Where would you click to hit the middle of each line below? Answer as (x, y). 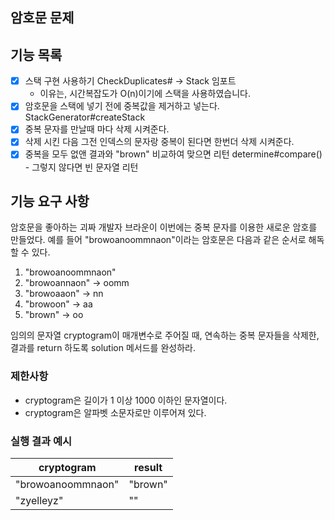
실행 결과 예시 (41, 441)
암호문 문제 (42, 18)
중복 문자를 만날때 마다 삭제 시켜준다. (97, 129)
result (148, 467)
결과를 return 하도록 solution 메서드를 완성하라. (103, 348)
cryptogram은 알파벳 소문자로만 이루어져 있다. (115, 412)
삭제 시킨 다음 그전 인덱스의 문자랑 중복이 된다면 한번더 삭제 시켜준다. (159, 142)
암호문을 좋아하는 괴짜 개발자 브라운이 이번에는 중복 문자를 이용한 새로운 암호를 (164, 227)
